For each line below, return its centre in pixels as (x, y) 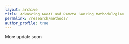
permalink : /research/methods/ (36, 18)
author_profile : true (27, 23)
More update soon (23, 37)
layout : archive (21, 9)
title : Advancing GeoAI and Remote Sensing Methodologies (64, 14)
